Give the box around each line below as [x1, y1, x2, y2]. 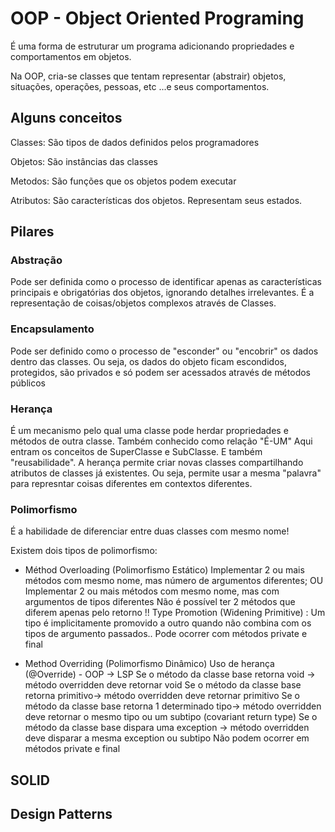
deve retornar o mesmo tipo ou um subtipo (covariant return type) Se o [24, 711, 318, 723]
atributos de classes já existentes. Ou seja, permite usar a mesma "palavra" [10, 467, 322, 479]
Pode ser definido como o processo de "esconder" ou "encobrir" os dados [10, 345, 319, 357]
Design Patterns [10, 806, 113, 823]
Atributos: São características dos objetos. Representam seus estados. [10, 194, 303, 206]
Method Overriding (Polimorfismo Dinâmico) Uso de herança [24, 658, 275, 670]
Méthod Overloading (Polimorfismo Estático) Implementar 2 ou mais [24, 564, 305, 576]
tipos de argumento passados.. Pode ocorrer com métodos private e [24, 628, 308, 640]
